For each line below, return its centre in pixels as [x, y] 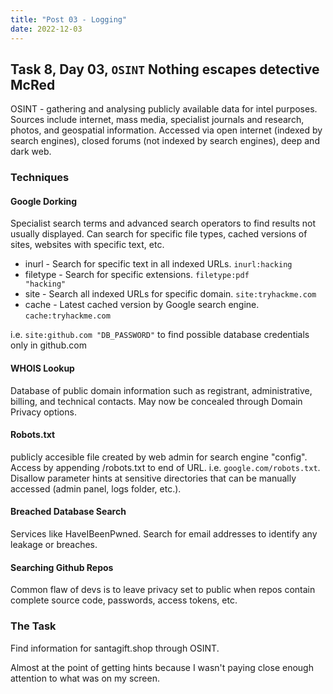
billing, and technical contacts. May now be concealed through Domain [156, 401]
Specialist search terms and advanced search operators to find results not [163, 223]
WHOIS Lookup [42, 368]
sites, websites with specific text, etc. [87, 245]
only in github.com [48, 345]
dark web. [31, 152]
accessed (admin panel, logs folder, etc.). [96, 488]
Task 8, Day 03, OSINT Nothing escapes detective [165, 69]
